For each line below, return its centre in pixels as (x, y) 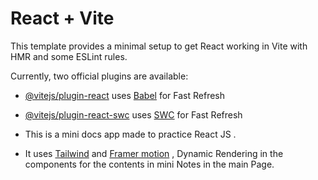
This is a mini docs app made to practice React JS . (130, 134)
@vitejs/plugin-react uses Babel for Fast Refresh (125, 95)
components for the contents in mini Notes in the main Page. (149, 164)
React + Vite (62, 18)
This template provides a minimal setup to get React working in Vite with (159, 46)
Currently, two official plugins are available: (99, 76)
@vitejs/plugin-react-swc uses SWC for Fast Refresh (133, 114)
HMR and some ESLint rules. (69, 56)
